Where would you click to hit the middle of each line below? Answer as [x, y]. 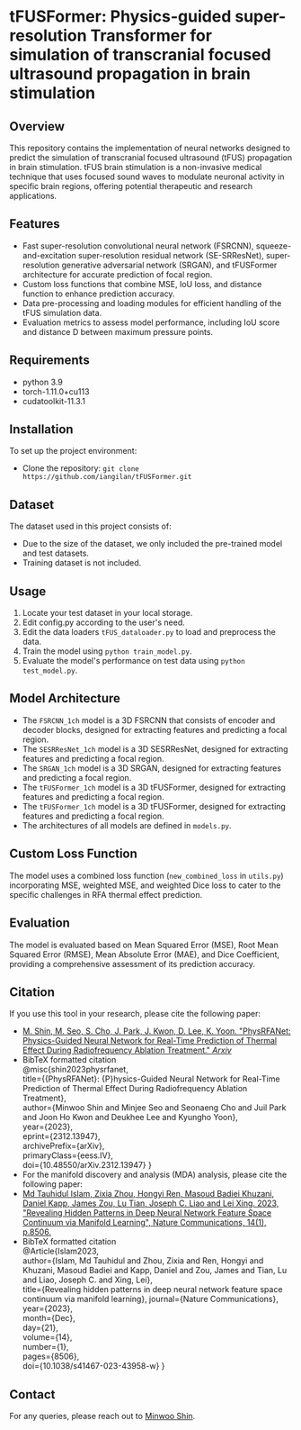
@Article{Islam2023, [60, 1251]
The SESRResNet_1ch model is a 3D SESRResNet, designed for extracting [155, 748]
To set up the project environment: [73, 451]
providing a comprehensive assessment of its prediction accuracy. [133, 964]
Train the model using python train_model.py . [107, 651]
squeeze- [274, 246]
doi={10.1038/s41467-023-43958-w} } [93, 1366]
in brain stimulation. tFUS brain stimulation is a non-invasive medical [136, 167]
